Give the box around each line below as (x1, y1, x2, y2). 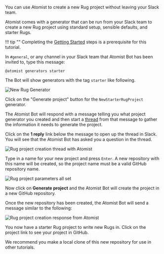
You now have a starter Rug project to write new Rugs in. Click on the (5, 224, 146, 230)
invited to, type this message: (5, 59, 65, 65)
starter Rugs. (5, 30, 32, 35)
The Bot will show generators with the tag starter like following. (5, 77, 136, 83)
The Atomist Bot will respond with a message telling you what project (5, 111, 146, 117)
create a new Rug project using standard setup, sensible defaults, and (5, 24, 148, 30)
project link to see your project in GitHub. (5, 229, 89, 235)
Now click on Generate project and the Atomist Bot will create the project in (5, 185, 160, 191)
